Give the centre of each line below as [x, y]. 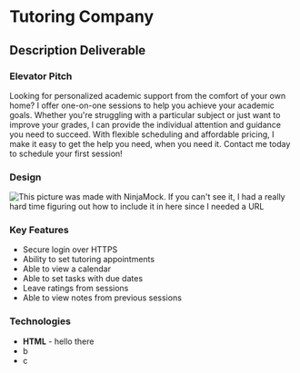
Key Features [40, 231]
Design [25, 177]
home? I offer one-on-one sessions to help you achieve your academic [142, 105]
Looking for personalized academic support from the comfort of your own [148, 95]
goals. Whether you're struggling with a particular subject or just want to [145, 114]
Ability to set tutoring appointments [89, 260]
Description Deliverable [78, 50]
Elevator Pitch [41, 76]
